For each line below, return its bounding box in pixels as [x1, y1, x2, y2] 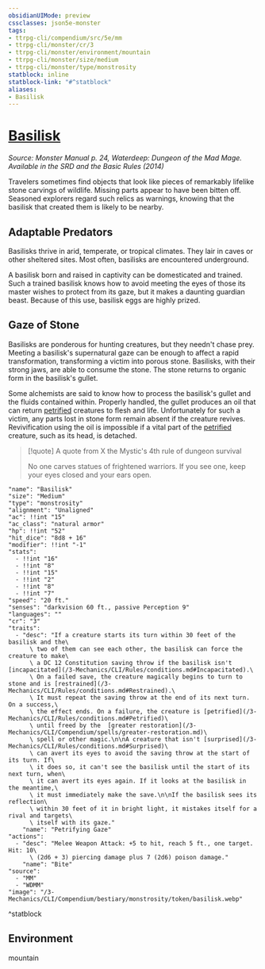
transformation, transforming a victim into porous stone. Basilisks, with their [8, 356, 255, 366]
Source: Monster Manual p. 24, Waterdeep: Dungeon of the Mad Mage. [8, 153, 242, 163]
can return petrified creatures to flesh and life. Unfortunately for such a [8, 406, 240, 415]
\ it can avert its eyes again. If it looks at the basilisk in [29, 777, 247, 785]
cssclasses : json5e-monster [8, 19, 102, 27]
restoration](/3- [139, 721, 197, 729]
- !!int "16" [15, 555, 59, 563]
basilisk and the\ [8, 638, 69, 646]
